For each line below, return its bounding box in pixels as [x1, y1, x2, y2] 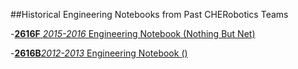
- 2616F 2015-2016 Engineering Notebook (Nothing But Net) [10, 28, 256, 39]
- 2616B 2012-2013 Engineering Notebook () [10, 47, 188, 59]
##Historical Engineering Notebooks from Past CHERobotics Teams [10, 9, 289, 20]
